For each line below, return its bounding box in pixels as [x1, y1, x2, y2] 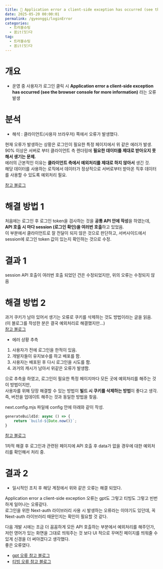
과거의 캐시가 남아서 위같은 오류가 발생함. [12, 365, 90, 371]
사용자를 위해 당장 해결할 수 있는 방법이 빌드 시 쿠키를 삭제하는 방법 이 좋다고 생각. [5, 388, 158, 394]
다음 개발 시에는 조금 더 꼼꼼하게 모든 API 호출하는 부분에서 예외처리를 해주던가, [5, 524, 155, 530]
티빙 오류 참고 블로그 [12, 558, 51, 564]
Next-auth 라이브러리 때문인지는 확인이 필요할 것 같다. [5, 513, 108, 519]
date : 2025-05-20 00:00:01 [5, 12, 60, 17]
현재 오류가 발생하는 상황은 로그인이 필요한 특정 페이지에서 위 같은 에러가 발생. [5, 141, 153, 147]
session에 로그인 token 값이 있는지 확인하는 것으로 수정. [5, 236, 112, 242]
